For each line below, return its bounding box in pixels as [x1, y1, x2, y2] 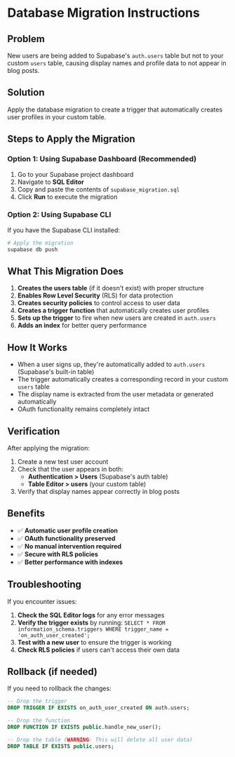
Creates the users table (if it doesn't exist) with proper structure [17, 284, 205, 293]
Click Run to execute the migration [17, 192, 118, 201]
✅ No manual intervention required [17, 542, 121, 550]
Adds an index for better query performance [17, 321, 147, 330]
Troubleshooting [7, 579, 82, 591]
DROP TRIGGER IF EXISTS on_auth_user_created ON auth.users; [7, 704, 190, 711]
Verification [7, 425, 60, 437]
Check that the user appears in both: [17, 464, 124, 473]
